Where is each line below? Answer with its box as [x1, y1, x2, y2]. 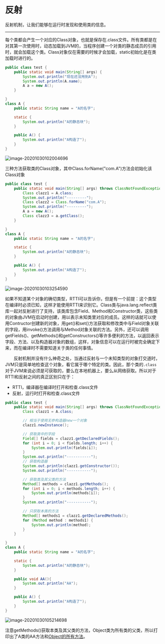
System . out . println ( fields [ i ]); [31, 445, 98, 450]
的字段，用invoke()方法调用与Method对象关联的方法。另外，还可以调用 [5, 326, 149, 332]
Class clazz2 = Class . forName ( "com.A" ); [23, 200, 107, 205]
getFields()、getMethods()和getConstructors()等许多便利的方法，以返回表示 [5, 332, 160, 338]
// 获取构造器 [23, 459, 48, 464]
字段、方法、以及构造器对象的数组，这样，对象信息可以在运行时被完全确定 [5, 339, 156, 345]
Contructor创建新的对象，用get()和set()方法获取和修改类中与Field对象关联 [9, 320, 159, 326]
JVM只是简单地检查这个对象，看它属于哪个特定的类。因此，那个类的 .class [5, 361, 157, 367]
